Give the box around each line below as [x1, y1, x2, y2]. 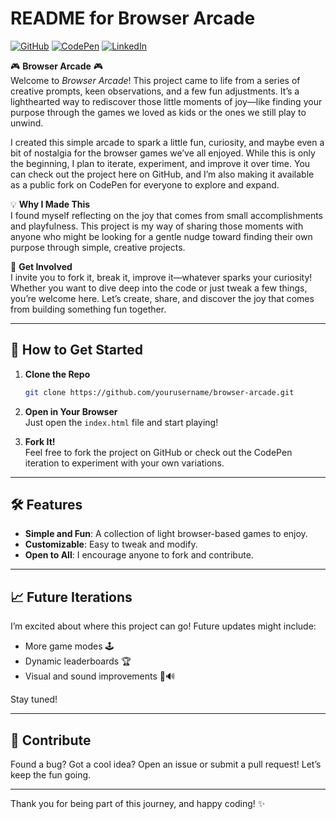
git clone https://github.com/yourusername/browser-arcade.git [24, 387, 295, 397]
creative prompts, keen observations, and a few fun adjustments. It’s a [10, 85, 300, 97]
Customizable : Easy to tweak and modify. [24, 538, 198, 551]
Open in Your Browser [24, 405, 118, 417]
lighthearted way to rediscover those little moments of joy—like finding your [10, 95, 323, 107]
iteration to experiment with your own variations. [24, 457, 225, 469]
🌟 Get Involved [10, 260, 73, 272]
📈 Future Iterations [10, 588, 133, 606]
